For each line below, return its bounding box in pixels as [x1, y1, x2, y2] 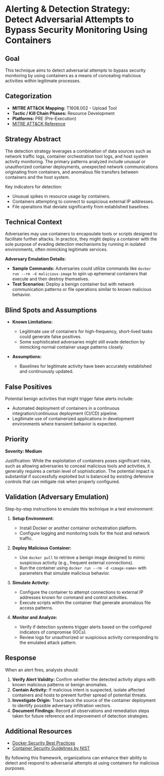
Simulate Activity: [12, 579, 50, 585]
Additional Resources [5, 727, 72, 735]
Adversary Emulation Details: [5, 256, 66, 262]
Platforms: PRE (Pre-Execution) [12, 115, 77, 121]
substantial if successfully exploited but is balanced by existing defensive [5, 473, 153, 479]
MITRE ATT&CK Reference [12, 120, 66, 126]
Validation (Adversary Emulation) [5, 493, 109, 501]
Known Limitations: [12, 319, 53, 325]
